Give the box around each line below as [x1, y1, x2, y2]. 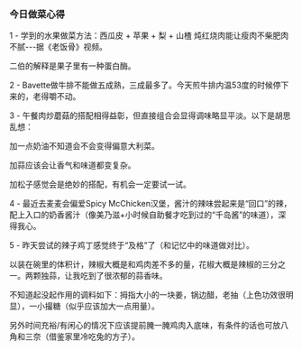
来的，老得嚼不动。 [9, 91, 81, 102]
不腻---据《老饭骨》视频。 [9, 41, 108, 52]
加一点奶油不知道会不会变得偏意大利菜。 [9, 141, 160, 152]
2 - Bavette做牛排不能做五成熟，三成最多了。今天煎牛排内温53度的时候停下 [9, 79, 289, 91]
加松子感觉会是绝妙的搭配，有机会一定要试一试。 [9, 179, 191, 190]
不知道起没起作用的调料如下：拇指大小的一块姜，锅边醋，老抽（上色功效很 [9, 290, 286, 300]
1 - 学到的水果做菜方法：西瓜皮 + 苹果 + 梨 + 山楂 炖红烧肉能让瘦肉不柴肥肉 [9, 30, 289, 41]
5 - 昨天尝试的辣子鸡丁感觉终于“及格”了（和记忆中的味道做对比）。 [9, 240, 254, 251]
